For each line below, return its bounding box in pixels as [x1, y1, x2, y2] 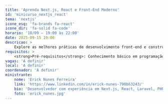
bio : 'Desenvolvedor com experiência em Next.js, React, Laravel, [14, 86, 155, 91]
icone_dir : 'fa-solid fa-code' [5, 26, 70, 31]
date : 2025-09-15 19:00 [5, 35, 55, 40]
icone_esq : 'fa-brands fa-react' [5, 21, 75, 26]
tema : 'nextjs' [5, 16, 37, 21]
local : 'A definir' [5, 63, 46, 68]
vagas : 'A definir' [5, 58, 46, 63]
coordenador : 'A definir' [5, 68, 59, 73]
